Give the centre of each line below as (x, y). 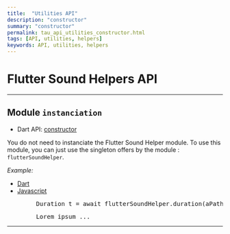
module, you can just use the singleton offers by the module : (93, 149)
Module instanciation (55, 113)
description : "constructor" (47, 20)
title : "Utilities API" (42, 13)
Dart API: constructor (47, 129)
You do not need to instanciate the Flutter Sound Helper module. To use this (114, 142)
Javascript (32, 191)
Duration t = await (68, 204)
